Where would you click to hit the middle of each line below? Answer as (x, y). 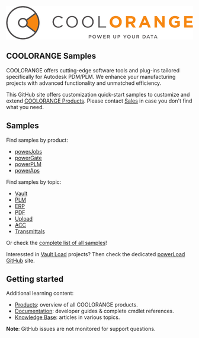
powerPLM (28, 164)
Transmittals (30, 231)
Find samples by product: (37, 140)
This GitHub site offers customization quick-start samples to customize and (98, 94)
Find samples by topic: (34, 182)
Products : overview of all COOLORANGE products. (76, 305)
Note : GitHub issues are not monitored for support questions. (81, 329)
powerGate (28, 158)
